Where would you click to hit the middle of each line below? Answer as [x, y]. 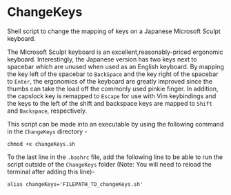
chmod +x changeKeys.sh [41, 144]
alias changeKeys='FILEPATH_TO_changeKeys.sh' [75, 184]
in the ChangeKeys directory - [47, 131]
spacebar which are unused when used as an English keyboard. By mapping [115, 66]
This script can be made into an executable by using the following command [115, 124]
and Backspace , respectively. [47, 111]
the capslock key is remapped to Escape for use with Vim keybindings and [112, 96]
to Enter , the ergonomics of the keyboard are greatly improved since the [110, 81]
